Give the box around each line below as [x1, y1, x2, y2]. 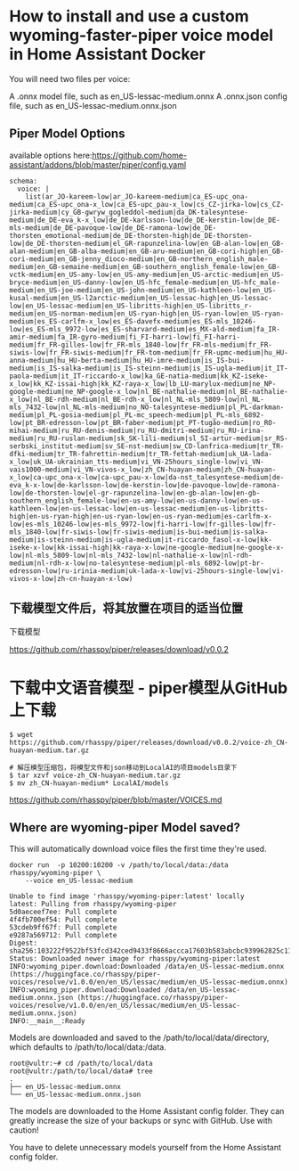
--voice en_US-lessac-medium [25, 876, 133, 886]
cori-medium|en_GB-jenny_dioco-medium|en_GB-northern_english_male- [9, 254, 269, 264]
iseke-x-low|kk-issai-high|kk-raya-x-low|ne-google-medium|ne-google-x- [9, 543, 285, 552]
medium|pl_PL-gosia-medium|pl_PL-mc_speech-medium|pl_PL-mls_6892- [9, 410, 265, 420]
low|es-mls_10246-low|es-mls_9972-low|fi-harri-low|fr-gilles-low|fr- [9, 520, 277, 528]
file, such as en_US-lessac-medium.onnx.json [9, 100, 177, 111]
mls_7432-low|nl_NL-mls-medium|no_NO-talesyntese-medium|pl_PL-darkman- [9, 403, 285, 412]
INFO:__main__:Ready [9, 1017, 86, 1026]
